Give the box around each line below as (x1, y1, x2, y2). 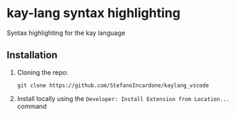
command (16, 102, 47, 110)
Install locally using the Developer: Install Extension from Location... (16, 94, 230, 102)
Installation (6, 49, 58, 61)
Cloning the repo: (16, 68, 68, 76)
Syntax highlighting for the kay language (6, 28, 125, 37)
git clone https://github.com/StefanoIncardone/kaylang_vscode (16, 82, 210, 89)
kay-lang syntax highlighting (6, 5, 181, 21)
